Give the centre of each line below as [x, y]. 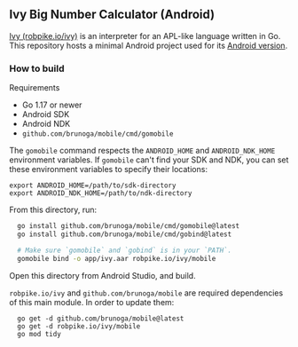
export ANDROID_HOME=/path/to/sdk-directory [93, 185]
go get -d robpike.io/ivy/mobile [79, 326]
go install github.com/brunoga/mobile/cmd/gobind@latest [125, 234]
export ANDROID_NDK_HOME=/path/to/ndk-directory [101, 193]
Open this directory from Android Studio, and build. [103, 275]
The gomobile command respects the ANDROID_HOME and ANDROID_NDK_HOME [142, 151]
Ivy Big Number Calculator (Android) [112, 15]
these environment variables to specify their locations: [109, 170]
